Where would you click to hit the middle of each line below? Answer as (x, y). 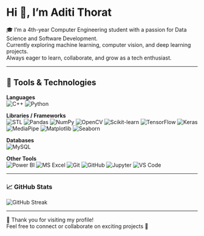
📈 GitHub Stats (29, 187)
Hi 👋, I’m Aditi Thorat (59, 12)
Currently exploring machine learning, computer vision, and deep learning (99, 44)
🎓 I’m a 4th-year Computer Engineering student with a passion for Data (97, 29)
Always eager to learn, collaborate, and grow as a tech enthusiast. (89, 58)
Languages (21, 97)
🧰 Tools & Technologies (51, 82)
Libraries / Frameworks (36, 116)
